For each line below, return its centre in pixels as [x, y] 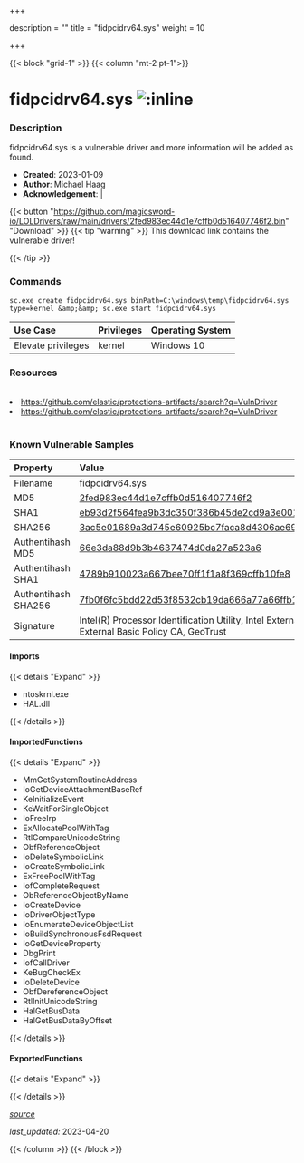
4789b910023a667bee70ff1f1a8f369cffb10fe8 [185, 574]
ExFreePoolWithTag [59, 876]
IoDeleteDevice [51, 982]
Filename [33, 483]
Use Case [35, 330]
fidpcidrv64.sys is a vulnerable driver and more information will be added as [152, 148]
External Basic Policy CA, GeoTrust [153, 632]
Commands [35, 282]
